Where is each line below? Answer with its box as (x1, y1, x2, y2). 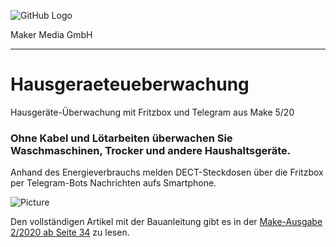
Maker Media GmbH (10, 29, 93, 40)
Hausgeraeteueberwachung (10, 73, 250, 96)
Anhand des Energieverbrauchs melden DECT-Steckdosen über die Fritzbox (10, 166, 324, 179)
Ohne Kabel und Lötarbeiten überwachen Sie (10, 131, 233, 145)
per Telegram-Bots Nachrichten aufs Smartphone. (10, 177, 217, 189)
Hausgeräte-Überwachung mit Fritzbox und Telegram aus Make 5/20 (10, 106, 295, 118)
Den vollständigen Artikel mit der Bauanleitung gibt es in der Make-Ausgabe (10, 216, 323, 228)
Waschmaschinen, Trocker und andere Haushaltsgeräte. (10, 143, 292, 157)
